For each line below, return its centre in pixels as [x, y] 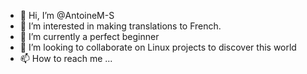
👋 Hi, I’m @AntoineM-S [67, 15]
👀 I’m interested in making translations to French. [120, 26]
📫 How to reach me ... [66, 58]
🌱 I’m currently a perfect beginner [89, 36]
